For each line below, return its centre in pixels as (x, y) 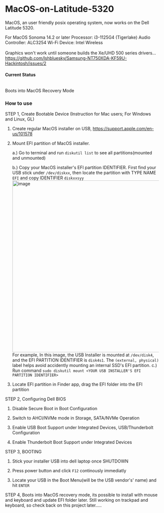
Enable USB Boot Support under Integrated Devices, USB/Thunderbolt (83, 428)
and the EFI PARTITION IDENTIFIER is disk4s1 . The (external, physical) (85, 360)
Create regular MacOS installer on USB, (52, 129)
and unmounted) (29, 158)
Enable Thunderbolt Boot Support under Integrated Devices (72, 442)
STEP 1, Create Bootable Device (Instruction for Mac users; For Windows (78, 114)
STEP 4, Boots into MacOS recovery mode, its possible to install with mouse (81, 495)
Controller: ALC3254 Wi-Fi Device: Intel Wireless (54, 42)
